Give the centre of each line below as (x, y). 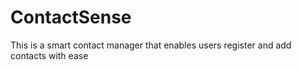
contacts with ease (49, 55)
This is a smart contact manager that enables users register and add (151, 45)
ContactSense (71, 17)
